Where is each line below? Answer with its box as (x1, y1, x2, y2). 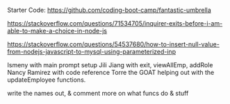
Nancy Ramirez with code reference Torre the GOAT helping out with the (7, 69, 215, 76)
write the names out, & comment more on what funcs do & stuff (7, 89, 189, 97)
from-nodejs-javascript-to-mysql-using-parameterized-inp (7, 48, 176, 55)
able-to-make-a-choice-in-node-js (7, 27, 108, 35)
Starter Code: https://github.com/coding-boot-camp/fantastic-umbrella (7, 6, 212, 14)
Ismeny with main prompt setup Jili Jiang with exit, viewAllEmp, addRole (7, 61, 213, 69)
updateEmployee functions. (7, 76, 86, 84)
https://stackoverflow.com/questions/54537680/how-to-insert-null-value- (7, 40, 220, 48)
